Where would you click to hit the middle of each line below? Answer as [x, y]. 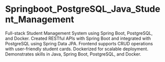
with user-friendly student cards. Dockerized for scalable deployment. [77, 49]
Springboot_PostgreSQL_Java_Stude [83, 9]
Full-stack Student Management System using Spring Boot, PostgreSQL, [79, 33]
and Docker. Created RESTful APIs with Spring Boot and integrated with [78, 38]
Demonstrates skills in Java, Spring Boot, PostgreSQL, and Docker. [73, 54]
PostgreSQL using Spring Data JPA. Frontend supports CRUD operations [79, 43]
